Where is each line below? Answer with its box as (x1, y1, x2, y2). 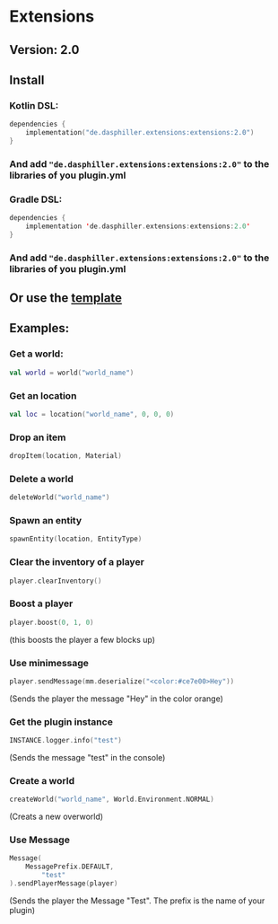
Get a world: (9, 348, 65, 360)
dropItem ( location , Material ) (9, 452, 123, 461)
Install (9, 72, 45, 87)
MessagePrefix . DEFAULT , (25, 862, 115, 872)
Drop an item (9, 431, 66, 444)
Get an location (9, 389, 77, 401)
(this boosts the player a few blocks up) (9, 634, 155, 645)
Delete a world (9, 472, 74, 485)
